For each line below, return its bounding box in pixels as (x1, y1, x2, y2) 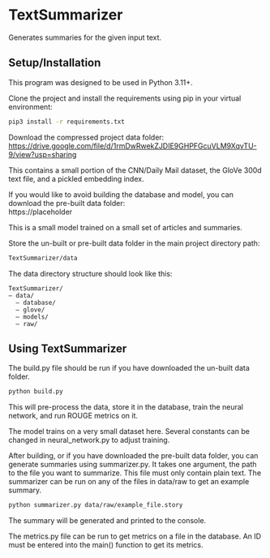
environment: (8, 101, 53, 111)
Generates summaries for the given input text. (8, 32, 162, 42)
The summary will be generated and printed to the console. (8, 516, 207, 526)
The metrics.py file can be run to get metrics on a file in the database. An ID (8, 531, 262, 541)
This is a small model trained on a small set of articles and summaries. (8, 222, 243, 232)
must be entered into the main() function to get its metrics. (8, 540, 204, 550)
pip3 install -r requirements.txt (8, 118, 126, 126)
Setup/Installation (8, 56, 101, 70)
